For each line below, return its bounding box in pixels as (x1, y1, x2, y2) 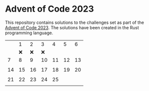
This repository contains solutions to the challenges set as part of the (5, 19, 145, 25)
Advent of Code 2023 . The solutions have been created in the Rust (5, 24, 139, 30)
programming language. (5, 30, 54, 36)
